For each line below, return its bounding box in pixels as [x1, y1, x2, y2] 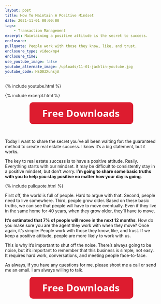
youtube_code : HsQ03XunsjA [5, 69, 59, 74]
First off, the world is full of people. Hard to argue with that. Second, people [5, 192, 156, 199]
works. [5, 149, 19, 155]
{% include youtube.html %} [5, 83, 61, 89]
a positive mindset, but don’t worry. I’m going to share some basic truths [5, 169, 151, 174]
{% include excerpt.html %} [5, 93, 60, 99]
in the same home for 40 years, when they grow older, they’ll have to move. [5, 208, 156, 214]
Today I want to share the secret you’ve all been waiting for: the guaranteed [5, 138, 156, 144]
